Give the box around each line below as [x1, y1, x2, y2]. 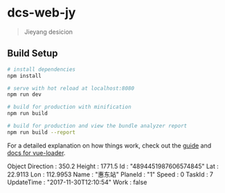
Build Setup [7, 48, 58, 59]
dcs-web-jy [7, 5, 76, 21]
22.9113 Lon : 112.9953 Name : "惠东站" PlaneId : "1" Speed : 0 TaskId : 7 [7, 170, 213, 179]
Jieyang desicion [24, 28, 73, 36]
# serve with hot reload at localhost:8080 [7, 85, 135, 92]
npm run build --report [7, 129, 76, 136]
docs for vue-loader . [7, 148, 66, 156]
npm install [7, 72, 42, 79]
